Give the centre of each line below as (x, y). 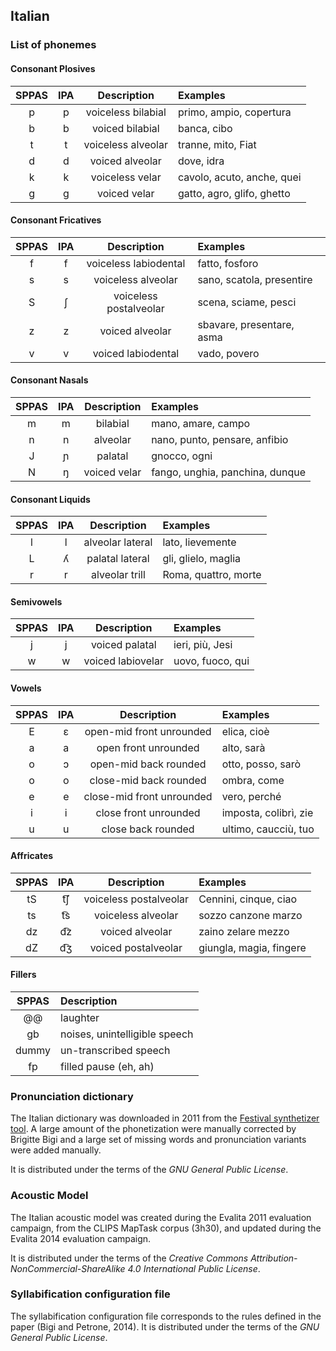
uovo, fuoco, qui (211, 661)
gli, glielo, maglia (202, 559)
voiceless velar (126, 177)
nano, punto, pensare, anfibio (220, 439)
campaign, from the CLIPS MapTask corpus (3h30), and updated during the (166, 1228)
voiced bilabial (125, 128)
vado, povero (228, 353)
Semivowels (36, 601)
